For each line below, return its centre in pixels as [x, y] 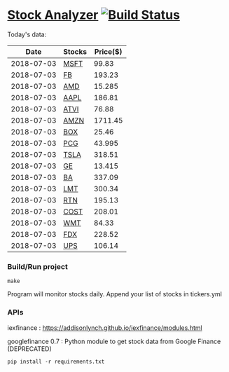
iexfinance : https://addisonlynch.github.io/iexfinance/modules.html [105, 328]
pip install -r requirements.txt [56, 361]
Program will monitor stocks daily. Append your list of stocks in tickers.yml [114, 294]
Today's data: [27, 34]
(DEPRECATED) [30, 349]
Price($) [108, 51]
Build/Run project [37, 266]
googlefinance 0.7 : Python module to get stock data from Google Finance [114, 341]
